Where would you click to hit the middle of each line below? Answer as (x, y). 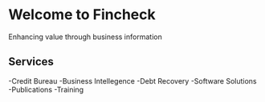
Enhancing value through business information (85, 37)
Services (31, 62)
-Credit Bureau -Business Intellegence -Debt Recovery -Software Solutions (132, 80)
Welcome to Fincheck (82, 15)
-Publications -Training (46, 89)
